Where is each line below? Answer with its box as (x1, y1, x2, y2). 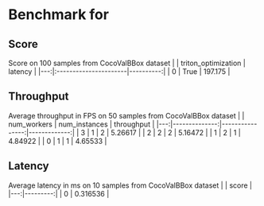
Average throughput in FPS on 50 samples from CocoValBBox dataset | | (8, 111, 245, 120)
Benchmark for (8, 6, 110, 24)
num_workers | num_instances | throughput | (8, 119, 155, 129)
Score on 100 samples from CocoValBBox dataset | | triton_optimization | (8, 58, 247, 68)
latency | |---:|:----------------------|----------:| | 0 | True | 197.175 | (8, 67, 231, 76)
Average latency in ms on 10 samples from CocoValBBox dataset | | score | (8, 181, 253, 190)
